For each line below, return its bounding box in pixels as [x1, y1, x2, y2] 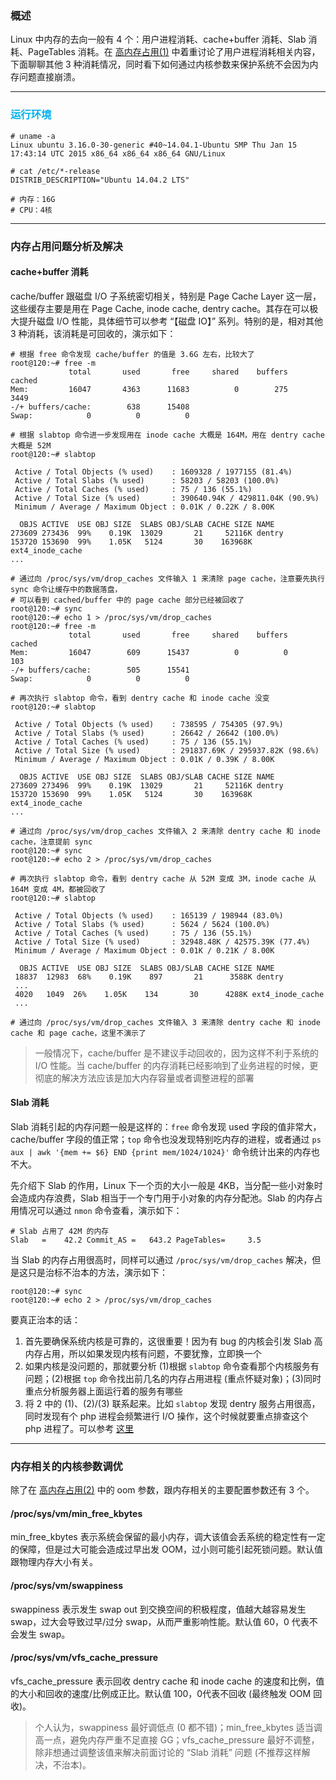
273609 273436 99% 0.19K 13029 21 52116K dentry [10, 528, 284, 538]
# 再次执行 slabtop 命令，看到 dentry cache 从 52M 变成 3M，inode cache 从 [10, 873, 317, 884]
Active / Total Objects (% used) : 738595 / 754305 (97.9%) [14, 719, 284, 729]
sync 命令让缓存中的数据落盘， [10, 584, 123, 594]
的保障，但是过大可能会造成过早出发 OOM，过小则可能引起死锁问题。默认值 [10, 1543, 323, 1556]
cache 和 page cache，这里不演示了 [10, 1028, 147, 1038]
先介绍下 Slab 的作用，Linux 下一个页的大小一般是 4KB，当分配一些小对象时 [10, 1179, 323, 1191]
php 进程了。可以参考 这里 [24, 1422, 135, 1434]
